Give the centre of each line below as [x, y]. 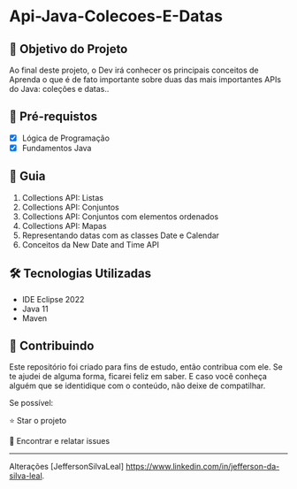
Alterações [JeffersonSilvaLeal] [67, 467]
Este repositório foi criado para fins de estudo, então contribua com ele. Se [146, 367]
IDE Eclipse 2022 [53, 299]
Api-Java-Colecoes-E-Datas [116, 16]
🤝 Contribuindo [52, 345]
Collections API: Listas [63, 197]
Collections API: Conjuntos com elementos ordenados [120, 216]
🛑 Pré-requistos [53, 117]
